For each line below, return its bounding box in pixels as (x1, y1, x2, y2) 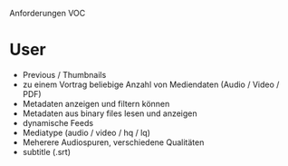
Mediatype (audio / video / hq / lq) (22, 127, 151, 138)
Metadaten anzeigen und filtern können (22, 98, 170, 109)
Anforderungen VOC (9, 8, 86, 18)
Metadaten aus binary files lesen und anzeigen (22, 108, 197, 119)
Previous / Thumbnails (22, 69, 107, 80)
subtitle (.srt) (22, 146, 71, 157)
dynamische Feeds (22, 117, 93, 128)
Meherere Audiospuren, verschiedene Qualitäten (22, 136, 205, 148)
